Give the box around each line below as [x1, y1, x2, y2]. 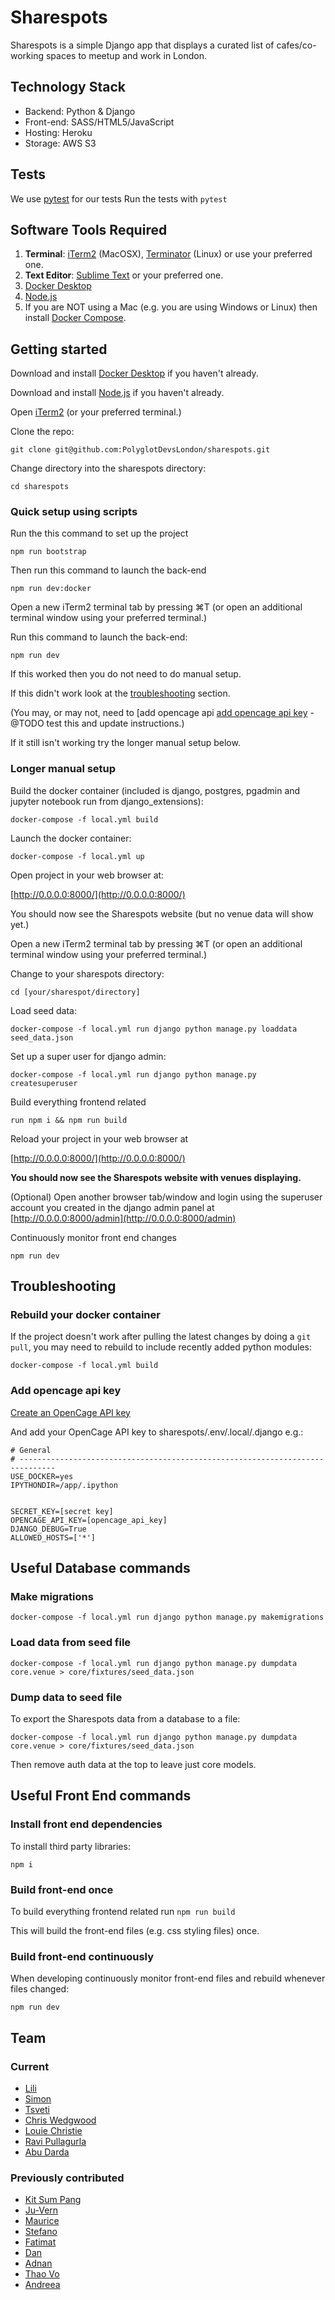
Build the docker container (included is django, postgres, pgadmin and [10, 784, 301, 796]
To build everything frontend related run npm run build [10, 1906, 236, 1918]
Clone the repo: [10, 426, 75, 438]
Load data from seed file [10, 1636, 132, 1650]
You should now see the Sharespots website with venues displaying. [10, 1171, 302, 1183]
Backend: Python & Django [24, 105, 136, 117]
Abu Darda [24, 2146, 70, 2158]
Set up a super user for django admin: [10, 1050, 167, 1062]
